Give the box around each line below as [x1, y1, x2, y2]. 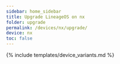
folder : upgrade [6, 19, 46, 25]
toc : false [6, 35, 33, 41]
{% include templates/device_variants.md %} [6, 52, 115, 58]
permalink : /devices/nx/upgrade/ [6, 24, 88, 31]
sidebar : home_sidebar [6, 8, 61, 15]
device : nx [6, 30, 33, 36]
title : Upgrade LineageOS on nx [6, 14, 85, 20]
